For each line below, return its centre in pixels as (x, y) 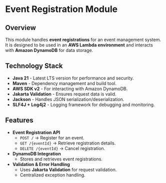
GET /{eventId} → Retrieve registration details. (68, 143)
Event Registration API (36, 132)
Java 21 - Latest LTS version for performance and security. (73, 78)
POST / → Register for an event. (52, 137)
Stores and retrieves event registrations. (61, 159)
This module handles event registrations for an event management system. (83, 39)
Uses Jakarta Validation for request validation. (68, 169)
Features (19, 120)
